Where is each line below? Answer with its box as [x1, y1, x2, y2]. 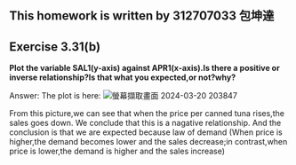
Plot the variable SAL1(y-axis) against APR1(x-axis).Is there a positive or [9, 63, 280, 74]
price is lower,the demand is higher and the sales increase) [9, 145, 225, 157]
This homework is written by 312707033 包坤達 [9, 8, 275, 24]
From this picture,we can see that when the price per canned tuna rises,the [9, 108, 284, 119]
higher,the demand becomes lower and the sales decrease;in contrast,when [9, 137, 288, 147]
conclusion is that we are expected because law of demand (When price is [9, 127, 283, 137]
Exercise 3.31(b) [9, 39, 100, 54]
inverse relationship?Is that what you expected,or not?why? [9, 72, 236, 82]
